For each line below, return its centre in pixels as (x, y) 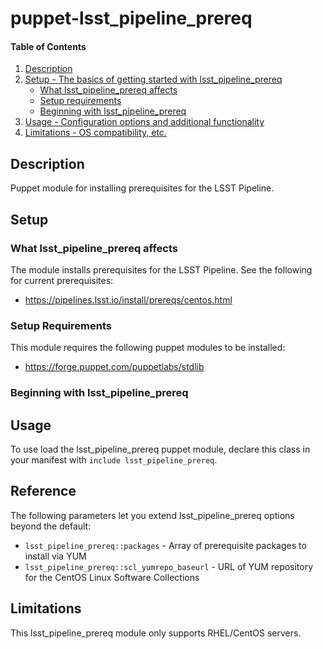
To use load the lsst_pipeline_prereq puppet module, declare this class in (160, 449)
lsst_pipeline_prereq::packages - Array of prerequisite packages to (165, 545)
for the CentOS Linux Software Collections (112, 577)
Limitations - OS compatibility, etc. (95, 133)
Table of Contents (48, 46)
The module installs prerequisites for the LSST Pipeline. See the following (161, 269)
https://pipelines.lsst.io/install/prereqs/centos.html (128, 299)
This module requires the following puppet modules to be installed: (148, 348)
